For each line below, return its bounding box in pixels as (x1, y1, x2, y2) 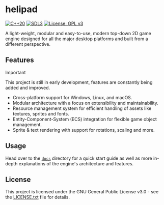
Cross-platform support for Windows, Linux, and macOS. (12, 94, 132, 100)
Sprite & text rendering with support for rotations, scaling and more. (12, 127, 155, 133)
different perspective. (5, 41, 51, 47)
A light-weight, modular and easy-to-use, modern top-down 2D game (5, 30, 151, 36)
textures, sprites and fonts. (12, 110, 70, 116)
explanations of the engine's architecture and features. (18, 160, 134, 166)
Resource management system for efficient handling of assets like (12, 105, 152, 111)
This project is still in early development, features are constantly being (5, 79, 153, 85)
